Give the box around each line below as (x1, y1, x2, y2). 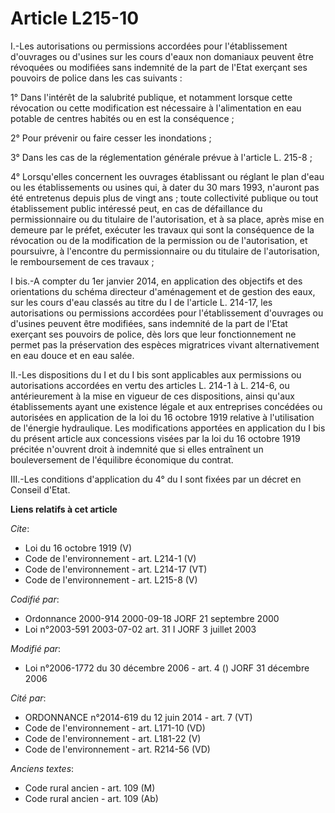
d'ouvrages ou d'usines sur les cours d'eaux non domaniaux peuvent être (10, 50, 314, 62)
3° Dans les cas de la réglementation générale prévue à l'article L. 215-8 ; (10, 151, 313, 163)
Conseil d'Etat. (10, 483, 71, 496)
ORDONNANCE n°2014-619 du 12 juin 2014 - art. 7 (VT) (24, 711, 253, 723)
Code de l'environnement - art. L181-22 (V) (24, 732, 202, 744)
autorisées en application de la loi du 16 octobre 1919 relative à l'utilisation (10, 411, 315, 423)
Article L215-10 (10, 7, 140, 30)
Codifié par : (10, 593, 60, 605)
